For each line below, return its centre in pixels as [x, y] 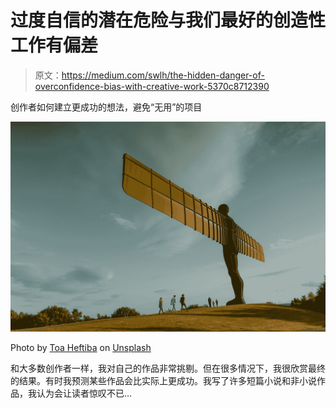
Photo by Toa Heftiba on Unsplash [81, 347]
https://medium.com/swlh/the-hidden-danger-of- [163, 75]
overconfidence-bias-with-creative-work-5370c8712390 [152, 86]
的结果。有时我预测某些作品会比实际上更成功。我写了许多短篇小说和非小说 [163, 380]
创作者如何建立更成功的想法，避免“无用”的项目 [106, 107]
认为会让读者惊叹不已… [84, 393]
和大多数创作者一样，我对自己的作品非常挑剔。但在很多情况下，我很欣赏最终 [168, 368]
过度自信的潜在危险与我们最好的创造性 [168, 20]
